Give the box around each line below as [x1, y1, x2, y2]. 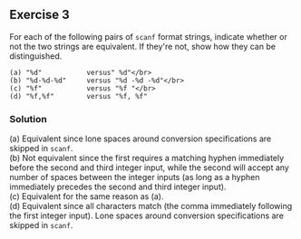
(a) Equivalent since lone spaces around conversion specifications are [9, 133, 272, 144]
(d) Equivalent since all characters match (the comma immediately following [9, 201, 293, 212]
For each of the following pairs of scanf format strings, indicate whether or [9, 31, 287, 42]
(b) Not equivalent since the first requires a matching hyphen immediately [9, 153, 285, 164]
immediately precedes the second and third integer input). [9, 181, 227, 193]
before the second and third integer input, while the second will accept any [9, 162, 290, 173]
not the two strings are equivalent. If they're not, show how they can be [9, 41, 277, 52]
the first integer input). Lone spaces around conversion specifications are [9, 210, 284, 221]
